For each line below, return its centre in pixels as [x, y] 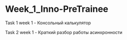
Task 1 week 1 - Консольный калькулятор [48, 23]
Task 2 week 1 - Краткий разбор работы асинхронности [64, 32]
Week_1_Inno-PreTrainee [57, 9]
